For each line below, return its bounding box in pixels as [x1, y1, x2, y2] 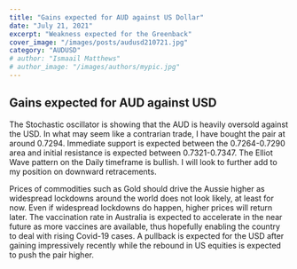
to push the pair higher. [9, 249, 95, 260]
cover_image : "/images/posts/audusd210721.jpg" [9, 37, 189, 47]
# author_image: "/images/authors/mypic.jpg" [9, 63, 180, 72]
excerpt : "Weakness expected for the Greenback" [9, 29, 192, 38]
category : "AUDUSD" [9, 46, 82, 55]
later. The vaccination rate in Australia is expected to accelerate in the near [9, 211, 283, 222]
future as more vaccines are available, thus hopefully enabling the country [9, 221, 281, 232]
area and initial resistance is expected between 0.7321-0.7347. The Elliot [9, 147, 273, 158]
